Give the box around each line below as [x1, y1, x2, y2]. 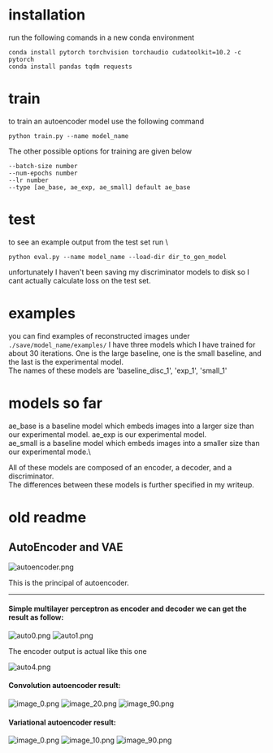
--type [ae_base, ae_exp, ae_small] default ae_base [8, 183, 191, 192]
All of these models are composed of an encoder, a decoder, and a [8, 462, 232, 472]
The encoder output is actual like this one [8, 646, 148, 656]
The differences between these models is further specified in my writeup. [8, 479, 254, 489]
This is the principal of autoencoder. [8, 578, 130, 587]
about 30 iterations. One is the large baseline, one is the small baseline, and [8, 348, 262, 358]
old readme [8, 508, 87, 526]
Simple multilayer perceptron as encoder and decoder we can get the [8, 604, 247, 614]
